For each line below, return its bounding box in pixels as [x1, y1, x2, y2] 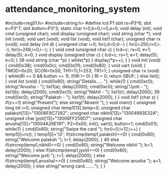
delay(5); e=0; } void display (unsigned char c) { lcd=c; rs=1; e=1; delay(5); [5, 51, 159, 58]
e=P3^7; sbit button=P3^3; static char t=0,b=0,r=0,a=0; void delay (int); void [5, 25, 162, 31]
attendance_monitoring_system [5, 3, 140, 15]
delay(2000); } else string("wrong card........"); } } [5, 163, 106, 169]
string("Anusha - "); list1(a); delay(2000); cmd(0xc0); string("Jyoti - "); [5, 83, 149, 89]
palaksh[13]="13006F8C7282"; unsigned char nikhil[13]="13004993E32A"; [5, 110, 159, 116]
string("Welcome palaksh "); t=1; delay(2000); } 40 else [5, 136, 120, 143]
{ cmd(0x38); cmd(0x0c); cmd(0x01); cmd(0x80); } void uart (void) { [5, 62, 146, 68]
